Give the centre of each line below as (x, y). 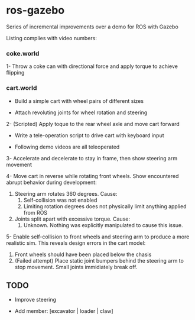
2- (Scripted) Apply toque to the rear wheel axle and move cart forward (93, 124)
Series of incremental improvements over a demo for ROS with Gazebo (92, 27)
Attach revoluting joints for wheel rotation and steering (81, 112)
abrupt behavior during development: (51, 182)
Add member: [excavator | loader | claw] (64, 311)
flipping (15, 73)
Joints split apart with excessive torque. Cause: (72, 219)
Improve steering (35, 300)
